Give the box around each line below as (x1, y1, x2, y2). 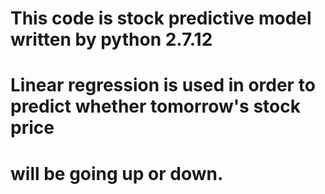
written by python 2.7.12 (10, 28, 213, 51)
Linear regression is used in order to (10, 74, 316, 97)
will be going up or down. (10, 162, 224, 185)
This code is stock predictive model (10, 7, 312, 30)
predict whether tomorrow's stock (10, 95, 301, 118)
